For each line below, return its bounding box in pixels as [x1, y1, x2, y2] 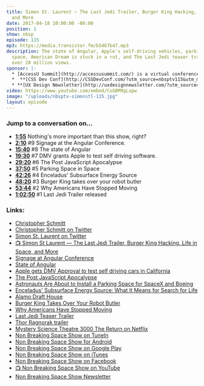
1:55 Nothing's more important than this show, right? [15, 133, 147, 140]
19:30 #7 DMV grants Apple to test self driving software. [15, 152, 157, 159]
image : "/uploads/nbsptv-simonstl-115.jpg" [6, 93, 118, 99]
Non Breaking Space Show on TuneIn [15, 331, 109, 339]
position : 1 [6, 25, 36, 32]
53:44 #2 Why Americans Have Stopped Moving [15, 184, 138, 191]
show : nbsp [6, 32, 34, 38]
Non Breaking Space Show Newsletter [15, 373, 111, 381]
